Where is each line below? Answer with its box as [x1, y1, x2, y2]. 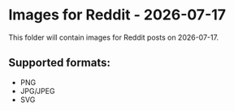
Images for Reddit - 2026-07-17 [8, 6, 226, 24]
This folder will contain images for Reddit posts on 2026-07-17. [8, 32, 219, 42]
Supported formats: [8, 56, 111, 70]
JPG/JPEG [19, 86, 55, 96]
